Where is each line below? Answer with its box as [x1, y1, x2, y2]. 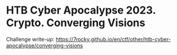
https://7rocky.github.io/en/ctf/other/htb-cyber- [55, 35, 171, 43]
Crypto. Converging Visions [6, 16, 146, 30]
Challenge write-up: [6, 35, 55, 43]
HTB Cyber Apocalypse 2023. [6, 4, 156, 17]
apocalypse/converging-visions [6, 42, 83, 49]
